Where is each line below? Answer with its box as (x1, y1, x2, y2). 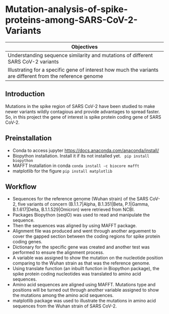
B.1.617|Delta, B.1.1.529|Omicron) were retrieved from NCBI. (12, 206, 135, 213)
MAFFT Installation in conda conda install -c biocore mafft (12, 163, 140, 169)
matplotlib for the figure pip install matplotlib (12, 168, 113, 174)
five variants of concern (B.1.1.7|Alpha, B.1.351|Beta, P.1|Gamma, (18, 201, 149, 207)
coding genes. (12, 239, 43, 245)
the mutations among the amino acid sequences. (12, 292, 114, 298)
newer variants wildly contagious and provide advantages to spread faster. (5, 109, 160, 115)
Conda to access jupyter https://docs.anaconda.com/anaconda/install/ (12, 147, 159, 153)
